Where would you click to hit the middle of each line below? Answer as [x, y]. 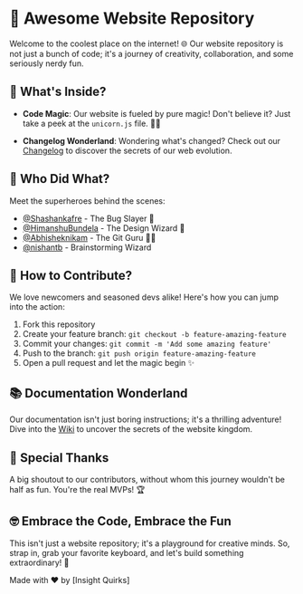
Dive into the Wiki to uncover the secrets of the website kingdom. [131, 429]
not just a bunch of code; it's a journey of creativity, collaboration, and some [151, 53]
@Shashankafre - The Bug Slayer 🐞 [89, 218]
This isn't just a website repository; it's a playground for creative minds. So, [150, 543]
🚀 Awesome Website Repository [132, 19]
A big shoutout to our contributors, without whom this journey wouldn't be [147, 479]
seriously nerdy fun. [47, 63]
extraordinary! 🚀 [39, 562]
